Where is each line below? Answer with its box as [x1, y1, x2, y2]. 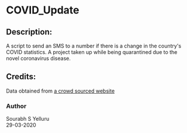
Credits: [6, 71, 36, 82]
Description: [6, 27, 53, 37]
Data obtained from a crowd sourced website [6, 87, 115, 94]
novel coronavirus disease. [6, 55, 71, 62]
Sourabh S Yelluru [6, 115, 50, 122]
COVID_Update [6, 4, 79, 17]
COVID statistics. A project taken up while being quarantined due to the [6, 49, 178, 56]
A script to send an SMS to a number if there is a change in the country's [6, 42, 182, 49]
